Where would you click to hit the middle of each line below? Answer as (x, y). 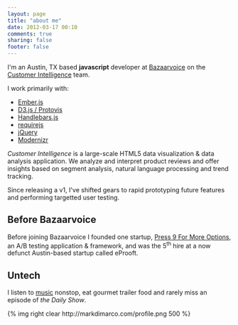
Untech (24, 275)
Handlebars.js (38, 117)
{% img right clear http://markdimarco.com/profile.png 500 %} (99, 314)
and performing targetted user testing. (63, 197)
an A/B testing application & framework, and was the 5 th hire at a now (109, 245)
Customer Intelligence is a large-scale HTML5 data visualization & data (111, 154)
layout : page (27, 14)
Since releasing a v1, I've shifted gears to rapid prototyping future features (116, 190)
